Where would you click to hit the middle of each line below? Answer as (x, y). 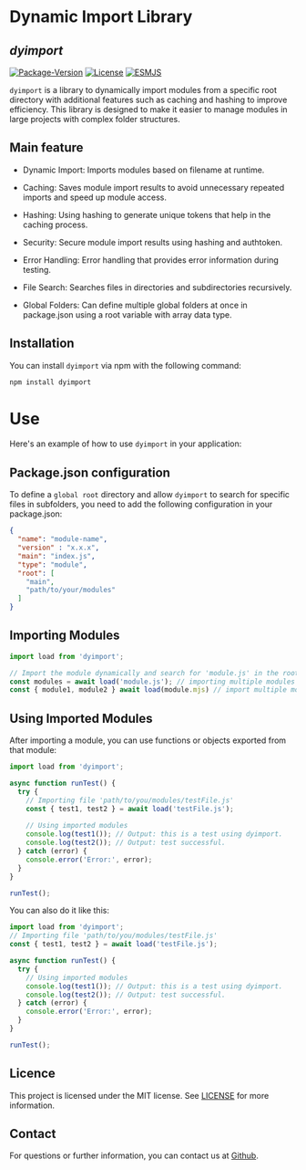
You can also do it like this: (59, 911)
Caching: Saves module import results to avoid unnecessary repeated (153, 187)
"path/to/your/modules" (71, 590)
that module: (33, 750)
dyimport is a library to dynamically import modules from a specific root (143, 90)
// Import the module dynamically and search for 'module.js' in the (144, 673)
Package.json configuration (90, 472)
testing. (37, 269)
